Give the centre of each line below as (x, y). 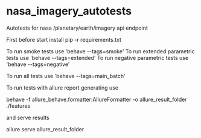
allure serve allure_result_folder (45, 129)
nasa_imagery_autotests (69, 11)
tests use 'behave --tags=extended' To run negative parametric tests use (97, 57)
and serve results (28, 117)
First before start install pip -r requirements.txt (64, 39)
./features (18, 106)
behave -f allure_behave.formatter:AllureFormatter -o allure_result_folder (97, 99)
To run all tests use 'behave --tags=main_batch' (66, 76)
